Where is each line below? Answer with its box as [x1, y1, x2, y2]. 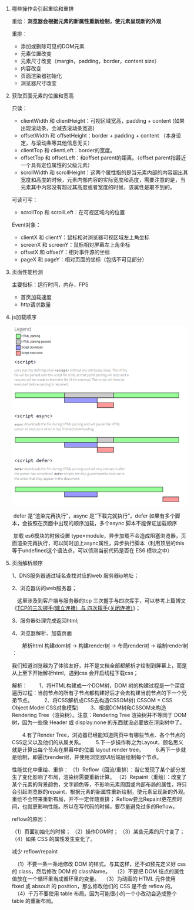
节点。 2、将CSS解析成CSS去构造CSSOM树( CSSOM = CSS [16, 697, 173, 704]
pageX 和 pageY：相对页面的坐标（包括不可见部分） [20, 256, 148, 263]
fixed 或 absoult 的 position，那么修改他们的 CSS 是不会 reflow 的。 [11, 883, 176, 890]
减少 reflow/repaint [11, 848, 58, 855]
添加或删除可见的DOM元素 [20, 43, 85, 50]
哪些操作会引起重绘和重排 [11, 5, 74, 12]
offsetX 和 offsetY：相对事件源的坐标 [20, 248, 111, 256]
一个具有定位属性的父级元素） [20, 162, 93, 168]
